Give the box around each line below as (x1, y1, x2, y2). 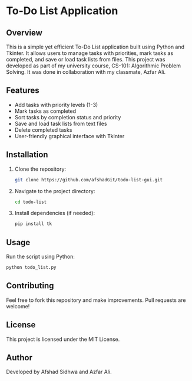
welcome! (6, 302, 30, 310)
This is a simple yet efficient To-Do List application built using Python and (6, 43, 184, 50)
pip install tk (14, 221, 52, 227)
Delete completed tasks (14, 126, 72, 133)
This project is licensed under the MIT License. (6, 336, 120, 343)
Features (6, 86, 39, 96)
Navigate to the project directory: (14, 187, 95, 194)
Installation (6, 149, 48, 160)
